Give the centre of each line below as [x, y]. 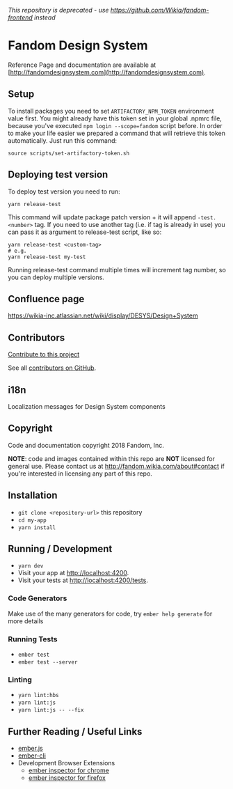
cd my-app [32, 520]
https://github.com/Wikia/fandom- [160, 10]
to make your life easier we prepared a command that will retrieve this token [116, 133]
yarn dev [31, 566]
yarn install [37, 528]
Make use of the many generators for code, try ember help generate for [110, 614]
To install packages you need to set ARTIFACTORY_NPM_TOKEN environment [111, 111]
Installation [33, 495]
